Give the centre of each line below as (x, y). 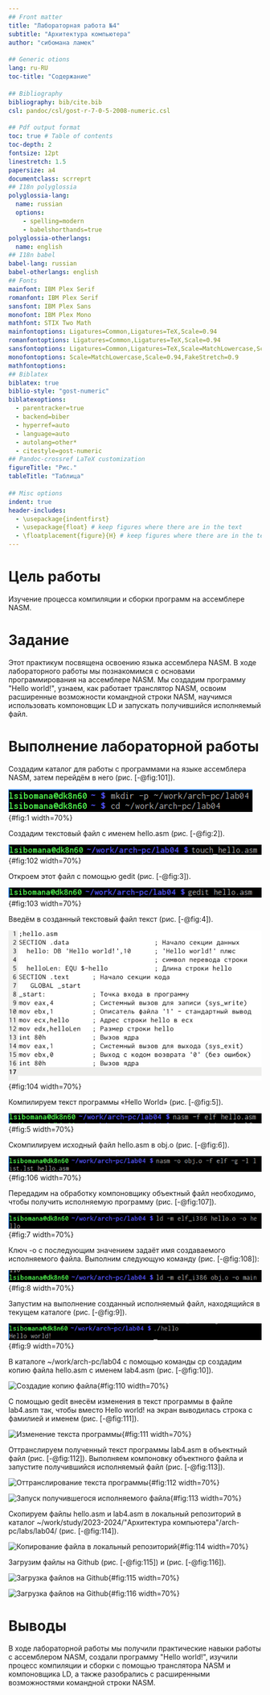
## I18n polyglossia (43, 187)
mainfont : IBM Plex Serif (51, 289)
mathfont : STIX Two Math (50, 323)
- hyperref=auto (43, 425)
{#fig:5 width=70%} (41, 1129)
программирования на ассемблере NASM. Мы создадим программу (127, 679)
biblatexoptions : (37, 400)
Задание (39, 640)
